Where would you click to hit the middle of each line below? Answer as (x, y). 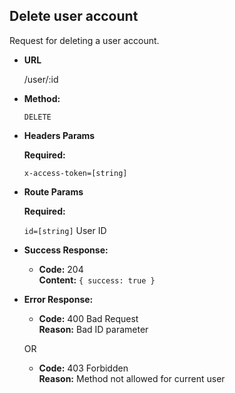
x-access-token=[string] (75, 173)
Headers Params (59, 135)
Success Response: (66, 250)
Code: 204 (61, 269)
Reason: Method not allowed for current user (132, 378)
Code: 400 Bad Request (88, 318)
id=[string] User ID (65, 230)
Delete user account (74, 16)
